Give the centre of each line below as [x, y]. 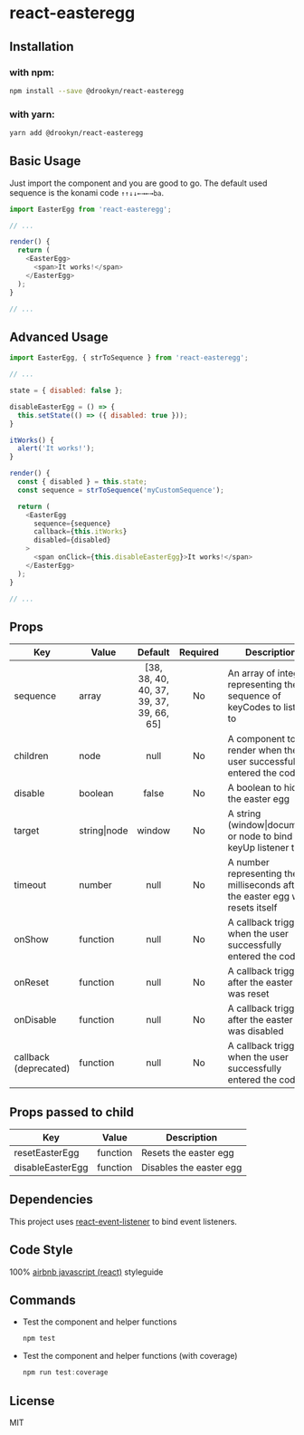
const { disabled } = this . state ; [82, 482]
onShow [32, 939]
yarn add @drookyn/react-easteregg [76, 133]
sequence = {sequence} [72, 524]
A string [244, 814]
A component [256, 739]
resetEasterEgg [47, 1153]
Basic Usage [45, 161]
